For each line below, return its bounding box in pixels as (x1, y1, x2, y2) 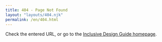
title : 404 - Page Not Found (5, 7, 68, 13)
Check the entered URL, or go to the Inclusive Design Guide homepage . (5, 31, 157, 37)
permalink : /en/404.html (5, 17, 59, 22)
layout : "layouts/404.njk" (5, 12, 63, 17)
